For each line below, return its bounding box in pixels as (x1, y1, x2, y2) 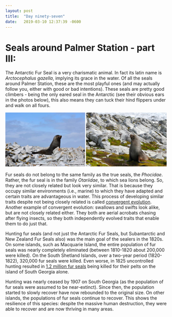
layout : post (5, 8, 33, 13)
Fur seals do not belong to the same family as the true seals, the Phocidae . (5, 172, 163, 178)
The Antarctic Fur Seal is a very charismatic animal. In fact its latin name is (5, 70, 162, 76)
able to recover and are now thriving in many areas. (5, 306, 114, 312)
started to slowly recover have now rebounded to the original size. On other (5, 290, 165, 296)
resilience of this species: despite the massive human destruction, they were (5, 301, 167, 307)
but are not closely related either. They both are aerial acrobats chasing (5, 210, 156, 216)
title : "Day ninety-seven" (5, 13, 66, 19)
